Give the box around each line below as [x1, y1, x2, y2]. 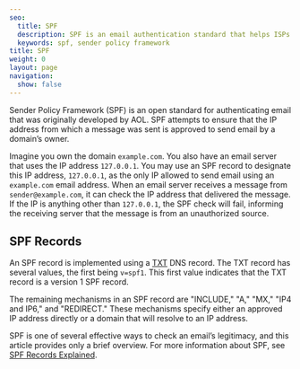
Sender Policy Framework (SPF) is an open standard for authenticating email [9, 104, 292, 115]
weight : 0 [9, 55, 47, 64]
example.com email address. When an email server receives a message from [9, 179, 288, 189]
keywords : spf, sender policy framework [17, 38, 170, 48]
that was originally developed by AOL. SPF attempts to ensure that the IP [9, 114, 278, 125]
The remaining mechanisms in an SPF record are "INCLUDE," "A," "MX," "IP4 [9, 294, 292, 305]
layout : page [9, 64, 58, 73]
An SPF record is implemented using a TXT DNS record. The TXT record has [9, 258, 291, 268]
